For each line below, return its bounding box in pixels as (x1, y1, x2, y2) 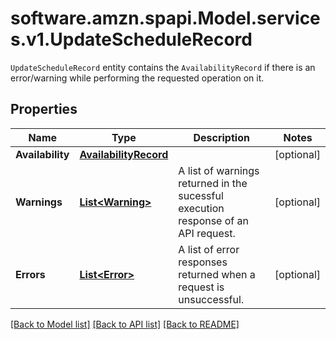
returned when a (178, 267, 256, 281)
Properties (10, 101, 78, 118)
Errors (15, 267, 46, 281)
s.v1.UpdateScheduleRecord (10, 28, 253, 51)
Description (193, 130, 250, 144)
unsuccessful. (178, 292, 245, 306)
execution (178, 201, 225, 215)
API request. (178, 226, 236, 240)
